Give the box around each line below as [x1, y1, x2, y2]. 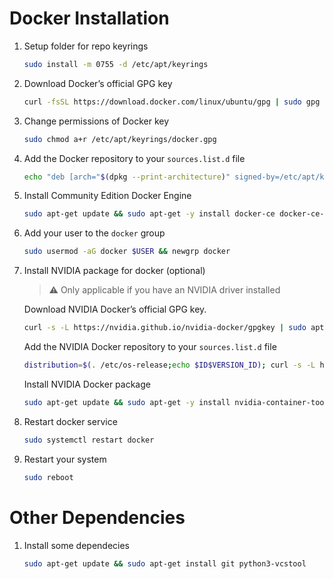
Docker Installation [9, 7, 170, 30]
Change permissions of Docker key [23, 115, 170, 127]
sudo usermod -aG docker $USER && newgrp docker [23, 247, 231, 257]
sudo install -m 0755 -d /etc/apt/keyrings [23, 59, 209, 69]
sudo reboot [23, 472, 74, 482]
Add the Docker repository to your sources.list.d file [23, 152, 246, 164]
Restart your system [23, 453, 107, 465]
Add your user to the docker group [23, 227, 166, 239]
